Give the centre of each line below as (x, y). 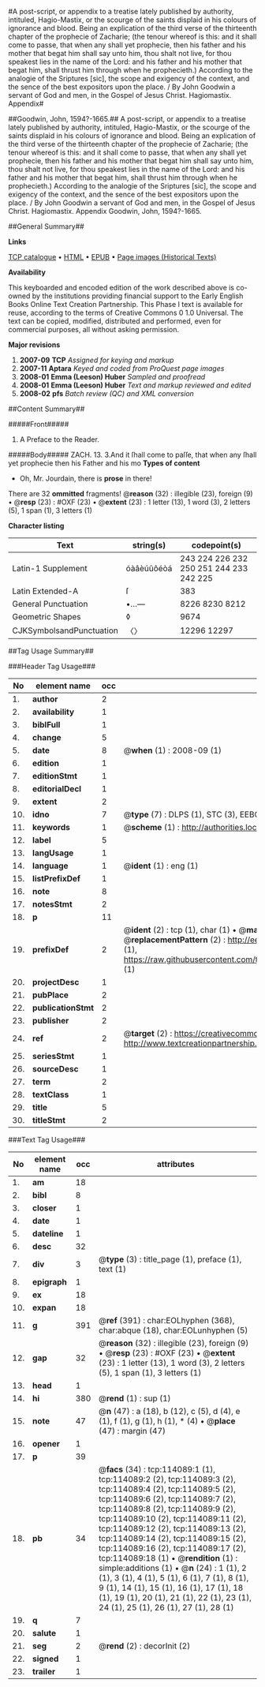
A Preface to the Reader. (60, 440)
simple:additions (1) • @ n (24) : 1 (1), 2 (172, 1568)
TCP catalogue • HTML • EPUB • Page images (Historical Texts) (112, 257)
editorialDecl (57, 789)
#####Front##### (39, 424)
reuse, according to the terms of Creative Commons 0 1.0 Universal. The (126, 312)
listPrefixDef (57, 879)
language (50, 866)
